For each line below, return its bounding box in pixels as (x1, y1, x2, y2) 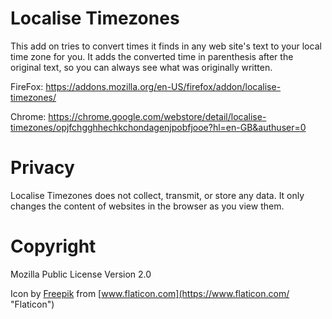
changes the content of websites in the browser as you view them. (10, 200, 285, 212)
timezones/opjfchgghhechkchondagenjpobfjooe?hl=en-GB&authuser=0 (10, 121, 307, 133)
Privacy (10, 157, 75, 179)
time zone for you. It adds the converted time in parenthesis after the (10, 50, 294, 62)
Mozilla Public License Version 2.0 (10, 268, 152, 280)
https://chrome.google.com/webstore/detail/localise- (48, 110, 267, 122)
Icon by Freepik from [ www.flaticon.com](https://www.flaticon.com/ (10, 287, 290, 299)
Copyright (10, 235, 97, 258)
